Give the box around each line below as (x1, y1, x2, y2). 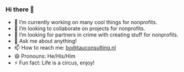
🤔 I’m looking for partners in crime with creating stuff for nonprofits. (14, 31, 179, 38)
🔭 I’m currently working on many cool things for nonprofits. (14, 19, 157, 26)
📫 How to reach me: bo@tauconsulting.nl (14, 44, 116, 51)
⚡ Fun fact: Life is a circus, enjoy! (14, 59, 95, 67)
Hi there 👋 (5, 5, 35, 14)
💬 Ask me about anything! (14, 38, 77, 45)
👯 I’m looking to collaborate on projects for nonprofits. (14, 25, 146, 32)
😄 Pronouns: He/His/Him (14, 53, 76, 60)
